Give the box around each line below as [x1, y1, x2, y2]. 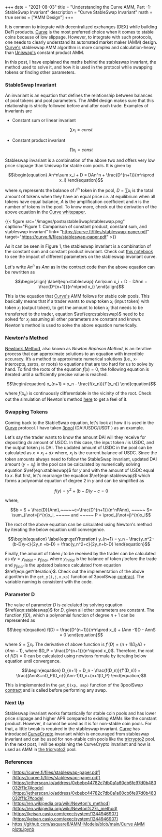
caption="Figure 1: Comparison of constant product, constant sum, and [5, 223, 147, 230]
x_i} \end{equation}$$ [59, 177, 103, 183]
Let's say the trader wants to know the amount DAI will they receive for [5, 434, 146, 440]
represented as [5, 617, 35, 623]
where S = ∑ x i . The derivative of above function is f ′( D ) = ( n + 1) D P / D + [5, 641, 147, 648]
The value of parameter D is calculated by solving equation [5, 602, 123, 608]
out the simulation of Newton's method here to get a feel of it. [5, 396, 128, 402]
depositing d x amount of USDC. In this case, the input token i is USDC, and [5, 439, 154, 445]
